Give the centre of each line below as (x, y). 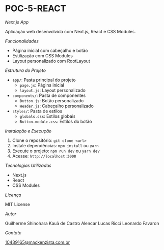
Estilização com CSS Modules (42, 56)
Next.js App (17, 22)
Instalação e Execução (28, 131)
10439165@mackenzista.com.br (38, 242)
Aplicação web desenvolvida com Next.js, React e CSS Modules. (70, 31)
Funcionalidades (22, 41)
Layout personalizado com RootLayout (51, 61)
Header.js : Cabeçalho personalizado (57, 106)
